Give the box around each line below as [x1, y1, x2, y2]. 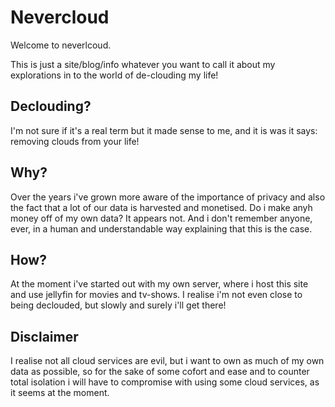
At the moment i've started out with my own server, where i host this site [10, 278, 309, 290]
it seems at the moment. [10, 387, 110, 399]
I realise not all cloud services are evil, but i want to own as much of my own [10, 355, 325, 367]
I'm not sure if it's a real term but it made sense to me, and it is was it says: [10, 124, 318, 136]
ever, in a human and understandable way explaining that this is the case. [10, 222, 313, 235]
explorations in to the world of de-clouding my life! [10, 69, 219, 81]
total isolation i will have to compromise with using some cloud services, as [10, 376, 320, 388]
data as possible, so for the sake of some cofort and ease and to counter [10, 366, 310, 378]
